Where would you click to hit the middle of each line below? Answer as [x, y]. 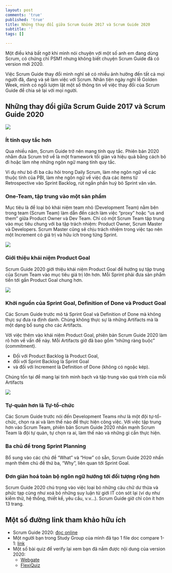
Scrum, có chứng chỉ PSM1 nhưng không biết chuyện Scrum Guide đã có [82, 59]
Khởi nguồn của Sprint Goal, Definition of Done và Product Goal [85, 303]
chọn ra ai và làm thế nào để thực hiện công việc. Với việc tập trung [90, 422]
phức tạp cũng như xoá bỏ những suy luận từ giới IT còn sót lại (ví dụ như [83, 493]
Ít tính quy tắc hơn [28, 140]
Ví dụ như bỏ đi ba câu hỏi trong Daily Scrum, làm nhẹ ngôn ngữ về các [81, 172]
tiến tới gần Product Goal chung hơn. [44, 280]
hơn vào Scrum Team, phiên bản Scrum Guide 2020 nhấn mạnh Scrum [80, 427]
